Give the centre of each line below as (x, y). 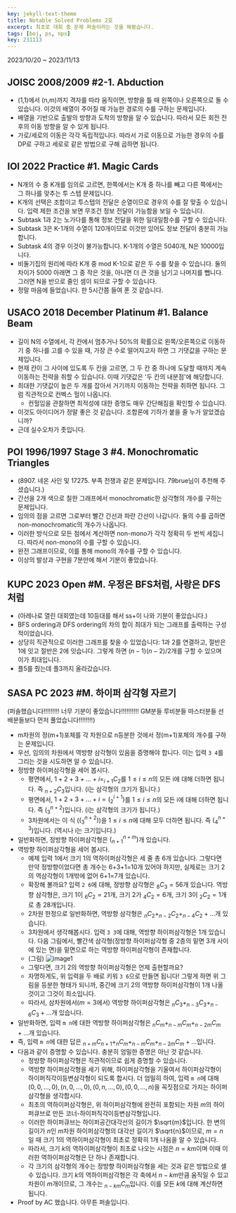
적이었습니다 (35, 634)
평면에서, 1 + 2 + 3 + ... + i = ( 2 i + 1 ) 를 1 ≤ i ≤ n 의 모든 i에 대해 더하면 (122, 799)
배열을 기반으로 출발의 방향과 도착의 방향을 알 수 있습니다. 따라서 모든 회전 (118, 118)
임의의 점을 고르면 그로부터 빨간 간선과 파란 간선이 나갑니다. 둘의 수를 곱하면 (122, 516)
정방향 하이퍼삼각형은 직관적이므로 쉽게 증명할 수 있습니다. (108, 1060)
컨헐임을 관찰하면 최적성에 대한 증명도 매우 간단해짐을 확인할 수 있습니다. (127, 403)
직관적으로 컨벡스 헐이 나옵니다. (68, 394)
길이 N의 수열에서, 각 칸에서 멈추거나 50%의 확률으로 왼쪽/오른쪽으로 (112, 341)
